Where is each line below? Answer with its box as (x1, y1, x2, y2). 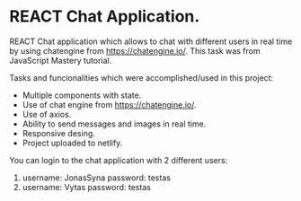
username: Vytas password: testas (22, 181, 151, 192)
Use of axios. (22, 109, 72, 119)
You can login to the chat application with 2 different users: (9, 154, 228, 165)
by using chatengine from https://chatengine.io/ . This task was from (9, 45, 261, 56)
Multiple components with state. (22, 90, 142, 100)
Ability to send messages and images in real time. (22, 118, 207, 129)
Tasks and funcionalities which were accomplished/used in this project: (9, 72, 274, 83)
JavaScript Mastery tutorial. (9, 55, 112, 66)
